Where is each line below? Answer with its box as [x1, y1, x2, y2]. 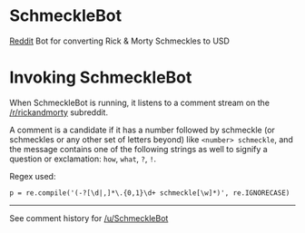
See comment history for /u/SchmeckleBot [9, 212, 169, 223]
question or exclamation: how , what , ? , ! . [9, 153, 157, 164]
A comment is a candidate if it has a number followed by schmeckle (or [9, 124, 275, 135]
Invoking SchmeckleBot [9, 67, 192, 88]
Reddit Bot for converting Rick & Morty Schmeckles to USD [9, 35, 230, 46]
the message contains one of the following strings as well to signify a [9, 143, 268, 154]
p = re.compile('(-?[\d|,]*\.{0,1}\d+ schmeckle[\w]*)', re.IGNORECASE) [9, 188, 290, 198]
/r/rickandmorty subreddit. [9, 106, 109, 118]
